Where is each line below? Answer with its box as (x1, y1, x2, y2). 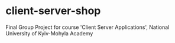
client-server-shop (5, 4, 101, 18)
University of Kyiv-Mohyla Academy (5, 29, 93, 37)
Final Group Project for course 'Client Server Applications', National (5, 24, 170, 31)
